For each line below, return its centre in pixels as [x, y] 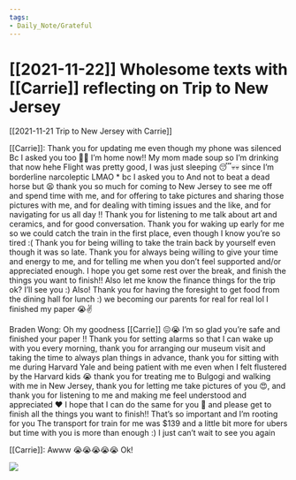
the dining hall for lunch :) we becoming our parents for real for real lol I [139, 299]
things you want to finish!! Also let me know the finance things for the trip [142, 280]
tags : [19, 17]
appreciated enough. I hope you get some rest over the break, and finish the [148, 271]
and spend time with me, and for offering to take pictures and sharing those [147, 196]
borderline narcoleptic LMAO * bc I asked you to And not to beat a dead [140, 177]
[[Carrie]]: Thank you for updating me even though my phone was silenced [145, 149]
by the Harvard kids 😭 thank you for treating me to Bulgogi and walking [140, 377]
